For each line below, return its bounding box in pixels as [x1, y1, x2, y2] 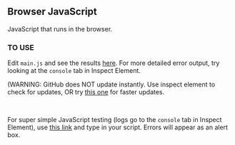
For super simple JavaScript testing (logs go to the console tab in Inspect [7, 116, 222, 124]
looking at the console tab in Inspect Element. [7, 66, 141, 75]
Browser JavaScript [7, 6, 98, 18]
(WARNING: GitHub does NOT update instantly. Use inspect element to [7, 80, 216, 89]
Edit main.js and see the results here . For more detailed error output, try [7, 59, 220, 67]
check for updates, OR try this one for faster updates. [7, 88, 165, 96]
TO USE [7, 42, 34, 52]
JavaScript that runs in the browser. [7, 24, 113, 33]
